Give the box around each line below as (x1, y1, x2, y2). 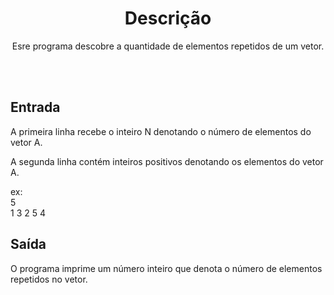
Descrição (124, 7, 212, 30)
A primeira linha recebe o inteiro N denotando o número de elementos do (10, 125, 312, 137)
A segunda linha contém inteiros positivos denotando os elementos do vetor (10, 155, 324, 167)
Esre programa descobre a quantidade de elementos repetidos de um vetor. (11, 40, 325, 52)
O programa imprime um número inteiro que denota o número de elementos (10, 262, 323, 274)
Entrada (10, 99, 61, 116)
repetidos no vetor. (10, 273, 88, 285)
